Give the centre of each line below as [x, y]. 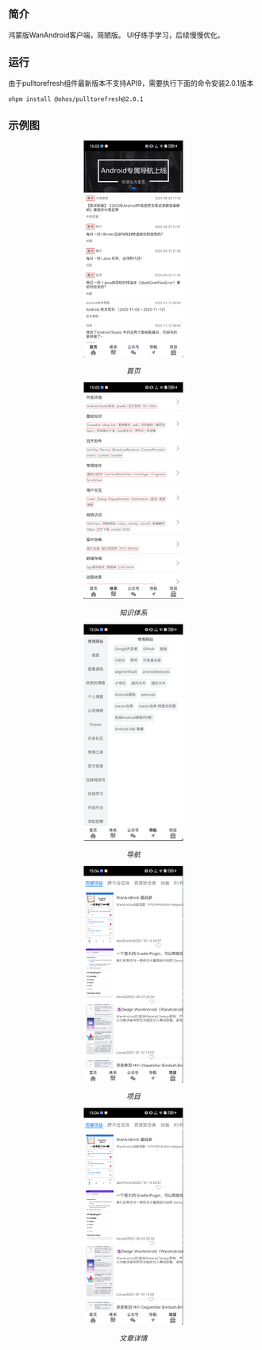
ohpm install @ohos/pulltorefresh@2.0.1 [76, 99]
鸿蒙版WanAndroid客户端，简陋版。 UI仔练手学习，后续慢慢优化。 [116, 35]
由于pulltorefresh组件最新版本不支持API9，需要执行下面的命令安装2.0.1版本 [131, 83]
